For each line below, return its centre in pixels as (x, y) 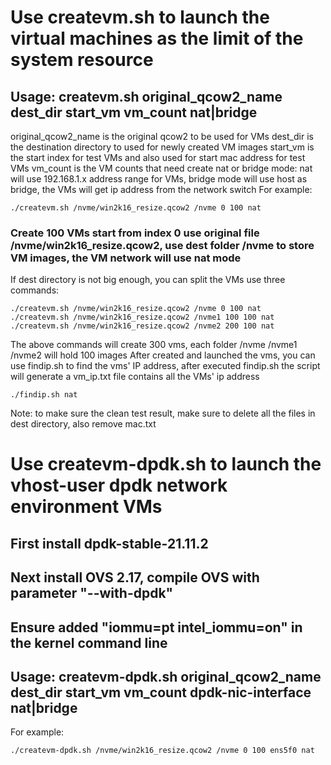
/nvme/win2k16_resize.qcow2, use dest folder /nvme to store (162, 245)
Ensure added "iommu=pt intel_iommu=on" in (156, 627)
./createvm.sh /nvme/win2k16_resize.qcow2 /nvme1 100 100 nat (142, 317)
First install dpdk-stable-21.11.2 (109, 543)
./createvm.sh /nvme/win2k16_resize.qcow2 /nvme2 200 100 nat (142, 326)
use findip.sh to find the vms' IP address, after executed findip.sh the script (165, 366)
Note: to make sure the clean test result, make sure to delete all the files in (163, 413)
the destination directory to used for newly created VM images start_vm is (162, 147)
